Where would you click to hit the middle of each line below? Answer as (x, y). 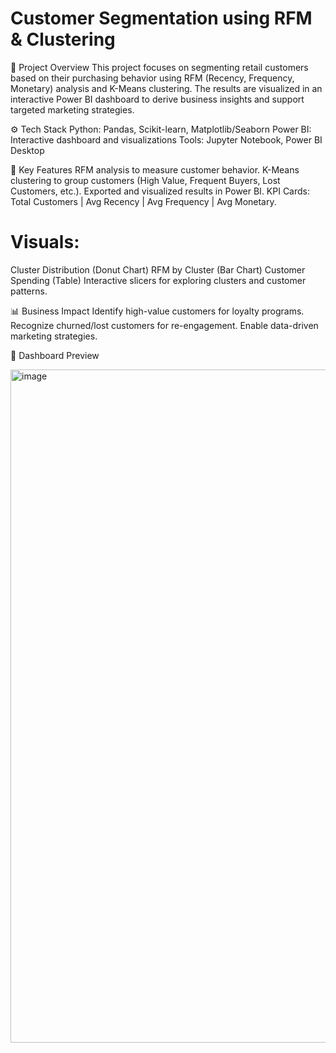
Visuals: (45, 242)
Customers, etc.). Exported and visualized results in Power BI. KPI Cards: (160, 191)
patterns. (29, 291)
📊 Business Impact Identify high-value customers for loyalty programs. (157, 311)
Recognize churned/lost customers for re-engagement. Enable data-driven (164, 325)
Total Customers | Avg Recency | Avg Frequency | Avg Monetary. (143, 201)
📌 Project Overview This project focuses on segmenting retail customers (159, 67)
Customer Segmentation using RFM (161, 18)
